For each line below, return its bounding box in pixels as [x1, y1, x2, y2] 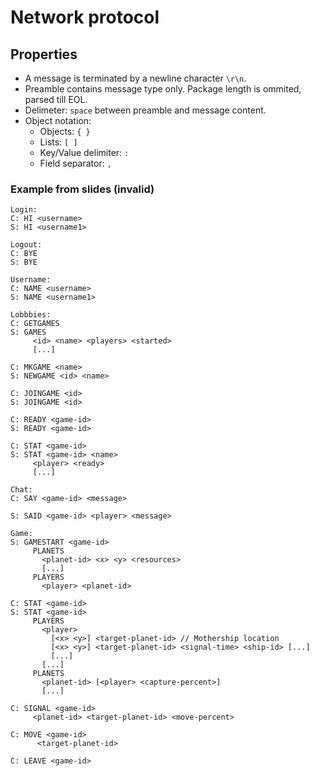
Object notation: [24, 115, 92, 126]
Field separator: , [39, 157, 112, 169]
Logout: [10, 240, 43, 250]
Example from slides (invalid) [10, 182, 155, 196]
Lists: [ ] [39, 136, 78, 148]
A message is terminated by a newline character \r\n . [24, 72, 247, 84]
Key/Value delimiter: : [39, 147, 130, 158]
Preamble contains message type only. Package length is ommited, [24, 83, 302, 95]
